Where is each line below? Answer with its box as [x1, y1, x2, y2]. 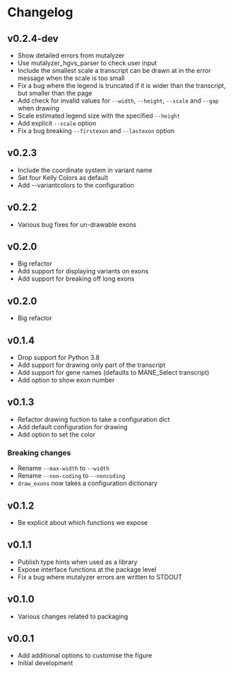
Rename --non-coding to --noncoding [17, 472, 126, 480]
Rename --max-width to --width [17, 464, 109, 473]
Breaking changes [7, 448, 71, 458]
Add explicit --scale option [17, 119, 97, 128]
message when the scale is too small [17, 74, 125, 82]
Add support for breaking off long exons [17, 274, 135, 283]
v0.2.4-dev [7, 33, 59, 45]
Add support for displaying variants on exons [17, 267, 149, 276]
